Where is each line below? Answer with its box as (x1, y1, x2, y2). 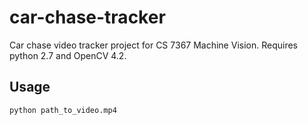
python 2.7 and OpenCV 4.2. (9, 49, 127, 61)
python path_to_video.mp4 (9, 105, 117, 115)
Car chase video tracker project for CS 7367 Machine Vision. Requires (9, 39, 298, 51)
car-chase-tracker (9, 6, 166, 29)
